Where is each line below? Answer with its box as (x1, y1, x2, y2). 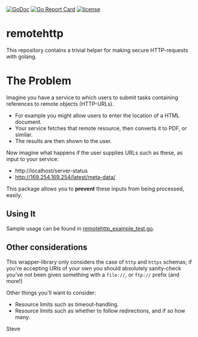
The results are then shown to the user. (14, 137, 112, 144)
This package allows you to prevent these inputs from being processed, (6, 185, 185, 192)
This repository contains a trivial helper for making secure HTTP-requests (6, 46, 188, 53)
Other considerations (6, 242, 88, 252)
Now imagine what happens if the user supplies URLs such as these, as (6, 149, 183, 156)
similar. (14, 131, 33, 138)
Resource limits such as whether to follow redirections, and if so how (14, 307, 185, 314)
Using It (6, 209, 36, 219)
